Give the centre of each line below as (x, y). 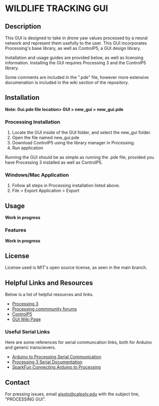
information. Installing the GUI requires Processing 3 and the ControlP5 (76, 63)
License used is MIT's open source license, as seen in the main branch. (76, 267)
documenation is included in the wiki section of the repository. (67, 82)
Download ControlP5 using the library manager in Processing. (73, 143)
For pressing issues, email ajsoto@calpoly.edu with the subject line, (72, 394)
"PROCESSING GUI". (25, 399)
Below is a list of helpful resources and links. (49, 295)
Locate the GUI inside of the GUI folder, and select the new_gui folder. (81, 133)
